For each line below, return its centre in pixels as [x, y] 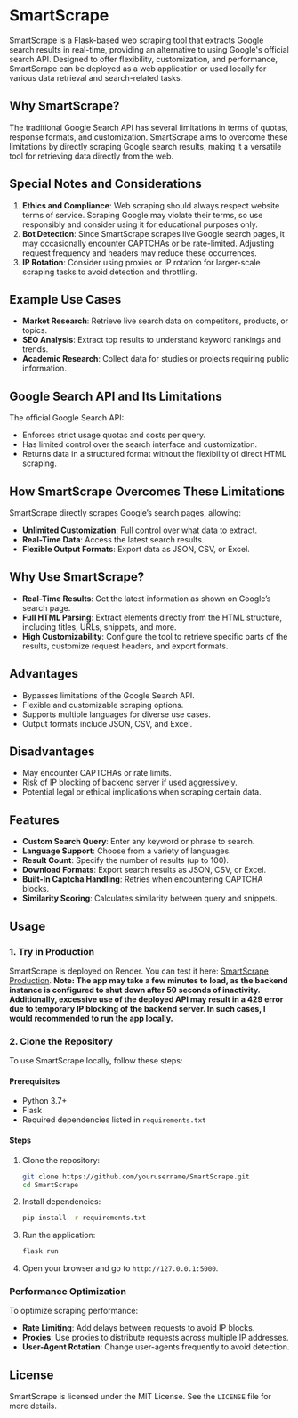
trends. [35, 349]
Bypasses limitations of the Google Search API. [109, 695]
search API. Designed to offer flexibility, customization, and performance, [144, 59]
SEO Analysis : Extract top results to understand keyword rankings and [152, 340]
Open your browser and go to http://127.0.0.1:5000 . [120, 1268]
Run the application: [59, 1235]
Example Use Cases [65, 299]
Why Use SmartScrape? [77, 577]
